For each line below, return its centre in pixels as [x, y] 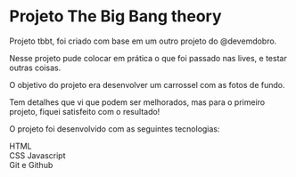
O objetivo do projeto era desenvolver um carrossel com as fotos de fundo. [147, 84]
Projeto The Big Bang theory [115, 16]
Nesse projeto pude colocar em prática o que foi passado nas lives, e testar [148, 58]
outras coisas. [35, 68]
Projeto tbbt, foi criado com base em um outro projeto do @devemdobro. [143, 41]
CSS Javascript [37, 155]
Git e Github [31, 165]
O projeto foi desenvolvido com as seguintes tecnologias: [115, 129]
